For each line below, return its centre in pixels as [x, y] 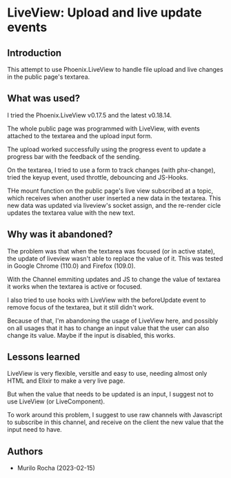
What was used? [44, 98]
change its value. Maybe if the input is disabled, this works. [91, 335]
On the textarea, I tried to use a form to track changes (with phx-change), [111, 170]
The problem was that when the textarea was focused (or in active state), [111, 251]
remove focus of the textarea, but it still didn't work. [81, 307]
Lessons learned [44, 357]
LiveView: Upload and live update [104, 13]
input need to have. [34, 430]
